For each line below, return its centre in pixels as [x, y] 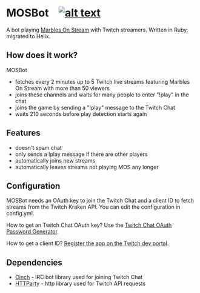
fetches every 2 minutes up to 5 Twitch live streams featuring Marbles [102, 81]
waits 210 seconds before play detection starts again [81, 114]
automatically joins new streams [55, 160]
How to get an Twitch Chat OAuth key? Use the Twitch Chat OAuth [89, 225]
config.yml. [20, 214]
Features [23, 133]
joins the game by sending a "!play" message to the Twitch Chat [95, 107]
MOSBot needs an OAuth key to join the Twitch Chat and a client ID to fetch [100, 201]
